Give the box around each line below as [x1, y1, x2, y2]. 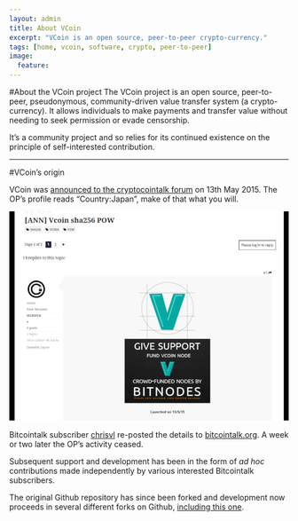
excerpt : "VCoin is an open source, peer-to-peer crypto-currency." [9, 33, 268, 42]
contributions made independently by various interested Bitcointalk [9, 466, 255, 477]
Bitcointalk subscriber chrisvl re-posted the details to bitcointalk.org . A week [9, 430, 289, 440]
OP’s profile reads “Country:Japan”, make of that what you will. [9, 193, 239, 204]
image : [9, 51, 34, 61]
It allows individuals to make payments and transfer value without [48, 106, 288, 115]
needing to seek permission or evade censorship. [9, 115, 191, 125]
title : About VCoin [9, 23, 82, 33]
